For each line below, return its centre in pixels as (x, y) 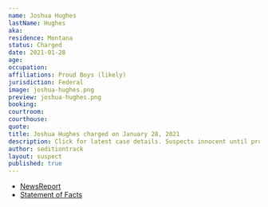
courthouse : (28, 119)
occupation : (28, 68)
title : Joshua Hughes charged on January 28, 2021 (94, 134)
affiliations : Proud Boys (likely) (67, 75)
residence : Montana (41, 38)
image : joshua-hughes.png (51, 90)
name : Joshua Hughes (43, 16)
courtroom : (26, 112)
